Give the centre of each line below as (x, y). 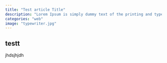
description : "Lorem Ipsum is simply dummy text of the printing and (79, 14)
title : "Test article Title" (35, 10)
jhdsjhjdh (14, 55)
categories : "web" (24, 19)
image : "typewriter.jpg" (31, 23)
